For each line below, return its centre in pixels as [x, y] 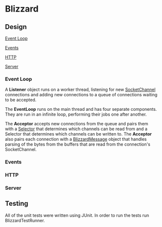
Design [16, 27]
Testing [17, 204]
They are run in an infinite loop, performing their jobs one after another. [76, 114]
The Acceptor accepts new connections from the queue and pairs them [77, 124]
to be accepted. [21, 100]
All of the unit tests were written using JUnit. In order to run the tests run [77, 215]
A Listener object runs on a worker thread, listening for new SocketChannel [80, 90]
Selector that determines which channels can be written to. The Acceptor [78, 134]
